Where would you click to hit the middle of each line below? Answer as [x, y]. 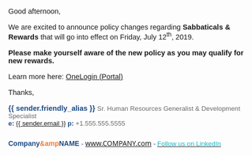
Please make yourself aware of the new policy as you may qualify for [126, 53]
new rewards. [31, 61]
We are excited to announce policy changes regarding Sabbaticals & [119, 27]
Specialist [23, 116]
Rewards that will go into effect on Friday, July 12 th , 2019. [101, 36]
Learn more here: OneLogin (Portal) [66, 76]
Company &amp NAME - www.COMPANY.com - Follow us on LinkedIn [115, 143]
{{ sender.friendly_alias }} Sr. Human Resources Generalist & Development [124, 108]
